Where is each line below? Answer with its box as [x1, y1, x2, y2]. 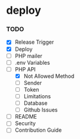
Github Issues [23, 106, 58, 114]
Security [14, 120, 36, 127]
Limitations [23, 92, 51, 99]
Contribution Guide [14, 126, 62, 134]
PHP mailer [14, 52, 43, 59]
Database [23, 99, 48, 107]
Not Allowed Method [23, 72, 75, 80]
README [14, 113, 38, 120]
